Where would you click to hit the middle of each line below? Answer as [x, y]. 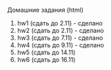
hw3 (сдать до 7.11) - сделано [60, 38]
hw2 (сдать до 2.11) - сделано [61, 31]
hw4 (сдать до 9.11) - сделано [61, 45]
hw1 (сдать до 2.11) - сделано [60, 23]
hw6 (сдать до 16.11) [46, 60]
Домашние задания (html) [46, 10]
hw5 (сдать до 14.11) [46, 52]
